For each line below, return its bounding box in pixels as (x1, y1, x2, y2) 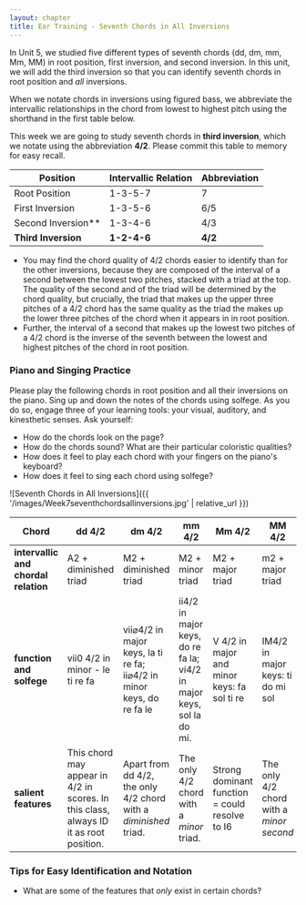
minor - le (66, 663, 111, 676)
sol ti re (212, 691, 244, 704)
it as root (66, 826, 105, 839)
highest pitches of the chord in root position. (22, 341, 189, 352)
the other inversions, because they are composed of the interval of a (22, 264, 280, 275)
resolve (212, 808, 245, 821)
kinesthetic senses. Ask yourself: (9, 413, 134, 424)
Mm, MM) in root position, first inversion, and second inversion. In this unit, (9, 56, 291, 67)
